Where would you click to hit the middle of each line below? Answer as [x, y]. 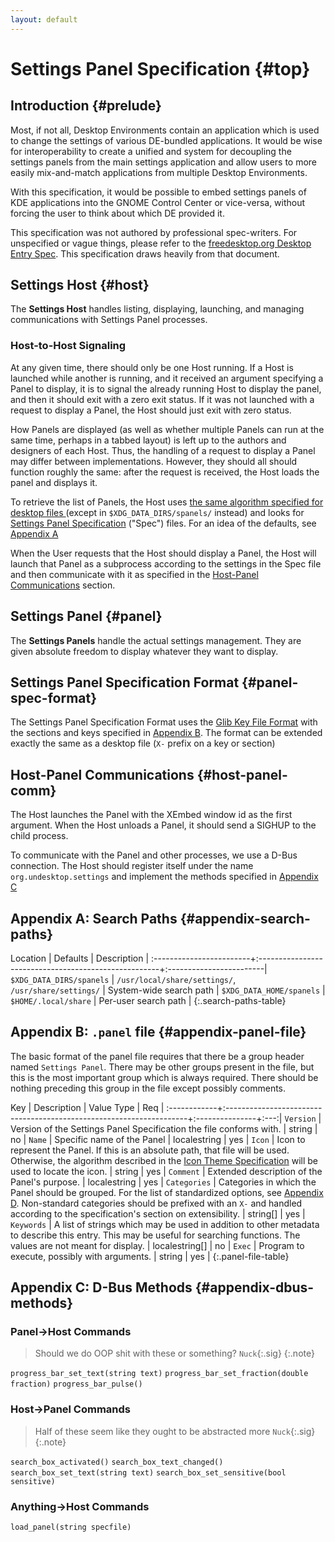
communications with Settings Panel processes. [109, 320]
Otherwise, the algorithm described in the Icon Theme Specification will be [164, 1160]
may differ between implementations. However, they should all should [154, 461]
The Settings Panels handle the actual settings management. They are [156, 640]
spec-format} [54, 697]
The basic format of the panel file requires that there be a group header [157, 1056]
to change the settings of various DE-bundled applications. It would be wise [166, 140]
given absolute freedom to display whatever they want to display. [144, 651]
